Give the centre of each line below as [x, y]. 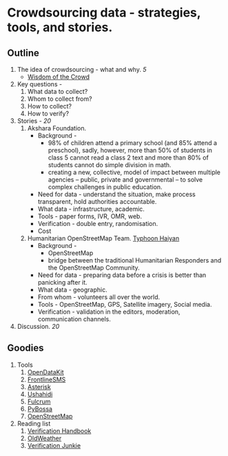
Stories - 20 [34, 121]
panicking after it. [62, 282]
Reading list [34, 424]
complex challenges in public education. [105, 187]
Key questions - [40, 84]
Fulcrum [39, 401]
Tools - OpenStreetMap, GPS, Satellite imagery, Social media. [125, 304]
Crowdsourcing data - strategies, [104, 13]
